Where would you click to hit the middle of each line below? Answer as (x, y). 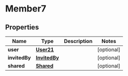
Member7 (26, 9)
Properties (22, 27)
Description (78, 41)
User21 (45, 49)
